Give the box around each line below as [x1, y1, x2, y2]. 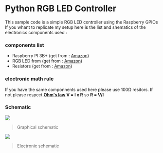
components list [5, 42, 44, 48]
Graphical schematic [17, 124, 58, 130]
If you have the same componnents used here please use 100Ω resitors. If [5, 87, 153, 92]
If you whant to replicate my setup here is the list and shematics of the [5, 24, 146, 30]
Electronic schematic [17, 143, 59, 149]
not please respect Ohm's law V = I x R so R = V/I [5, 91, 104, 98]
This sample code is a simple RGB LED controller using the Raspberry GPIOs [5, 19, 158, 25]
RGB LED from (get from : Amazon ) [12, 58, 83, 64]
